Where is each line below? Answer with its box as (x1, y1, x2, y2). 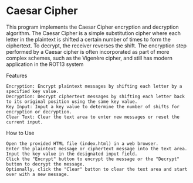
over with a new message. (6, 171, 69, 177)
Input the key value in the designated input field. (6, 151, 138, 157)
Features (6, 72, 28, 79)
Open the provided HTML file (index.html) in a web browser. (6, 140, 159, 147)
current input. (6, 119, 43, 125)
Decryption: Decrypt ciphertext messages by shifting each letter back (6, 94, 185, 99)
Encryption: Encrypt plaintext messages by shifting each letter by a (6, 83, 182, 89)
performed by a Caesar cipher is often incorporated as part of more (6, 48, 170, 55)
